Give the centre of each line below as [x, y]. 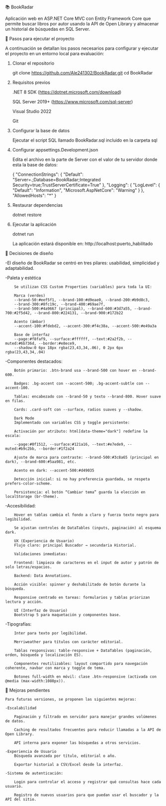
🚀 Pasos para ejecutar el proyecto [40, 39]
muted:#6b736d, [21, 343]
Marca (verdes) [30, 296]
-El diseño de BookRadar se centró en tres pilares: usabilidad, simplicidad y [83, 263]
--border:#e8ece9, [58, 343]
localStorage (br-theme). [32, 496]
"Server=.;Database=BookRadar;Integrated [56, 180]
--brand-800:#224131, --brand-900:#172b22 [79, 313]
